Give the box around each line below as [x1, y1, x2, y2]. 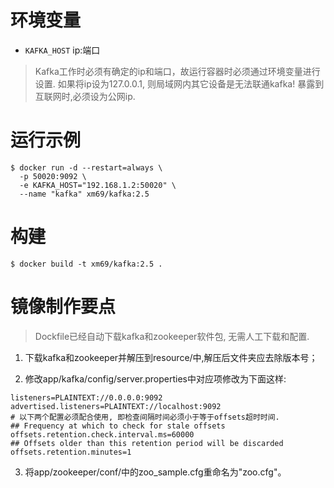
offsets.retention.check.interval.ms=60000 [10, 429, 195, 440]
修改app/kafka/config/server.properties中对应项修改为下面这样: [24, 372, 287, 385]
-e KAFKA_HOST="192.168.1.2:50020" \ [19, 180, 177, 190]
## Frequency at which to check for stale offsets [10, 421, 226, 431]
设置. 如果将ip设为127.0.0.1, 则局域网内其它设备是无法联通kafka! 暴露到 [34, 77, 325, 90]
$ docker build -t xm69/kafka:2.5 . [10, 259, 163, 269]
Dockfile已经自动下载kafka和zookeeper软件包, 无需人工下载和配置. [34, 330, 310, 342]
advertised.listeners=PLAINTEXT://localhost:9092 [10, 401, 222, 411]
